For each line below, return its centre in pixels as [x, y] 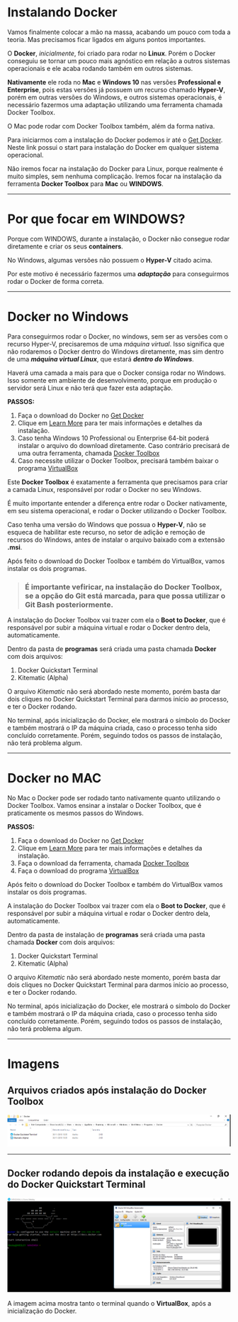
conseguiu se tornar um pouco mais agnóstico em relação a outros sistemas [119, 60]
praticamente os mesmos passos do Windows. [75, 813]
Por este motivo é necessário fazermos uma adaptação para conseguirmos [118, 273]
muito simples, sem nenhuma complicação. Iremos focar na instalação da [114, 176]
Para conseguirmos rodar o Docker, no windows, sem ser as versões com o [118, 336]
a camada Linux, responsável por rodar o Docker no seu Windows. [104, 489]
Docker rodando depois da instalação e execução [119, 1173]
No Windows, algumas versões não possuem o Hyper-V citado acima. [110, 260]
